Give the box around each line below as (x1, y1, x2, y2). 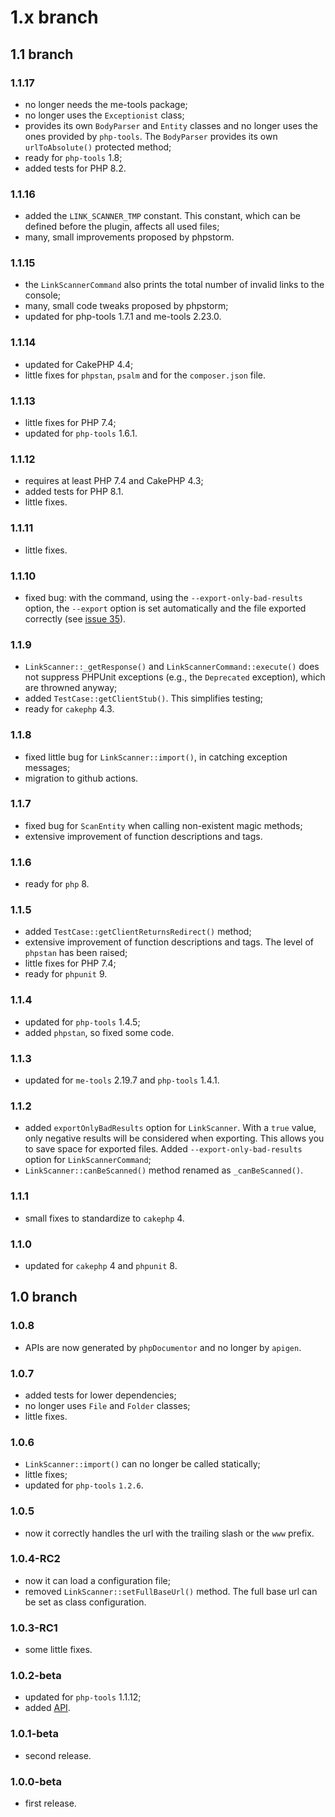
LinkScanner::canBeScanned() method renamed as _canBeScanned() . (24, 1164, 304, 1176)
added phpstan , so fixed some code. (24, 1026, 175, 1038)
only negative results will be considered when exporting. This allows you (24, 1132, 325, 1145)
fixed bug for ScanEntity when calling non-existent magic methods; (24, 819, 303, 831)
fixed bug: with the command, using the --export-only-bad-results (24, 591, 303, 603)
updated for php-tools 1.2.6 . (24, 1479, 144, 1491)
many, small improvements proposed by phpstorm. (24, 231, 235, 243)
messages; (24, 761, 71, 773)
